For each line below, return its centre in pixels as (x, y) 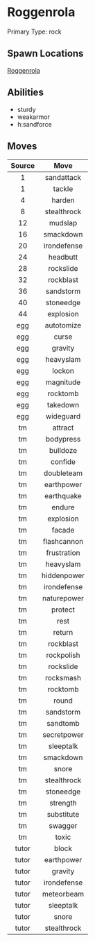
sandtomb (63, 724)
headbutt (63, 258)
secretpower (63, 735)
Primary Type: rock (35, 31)
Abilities (25, 93)
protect (63, 610)
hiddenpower (63, 576)
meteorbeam (63, 894)
